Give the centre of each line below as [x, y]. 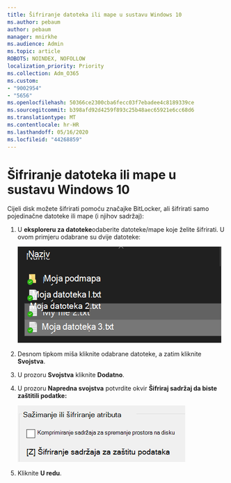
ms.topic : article [34, 52]
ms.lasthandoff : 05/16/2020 [48, 132]
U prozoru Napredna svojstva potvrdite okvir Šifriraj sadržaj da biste [117, 388]
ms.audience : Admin [35, 44]
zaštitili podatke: [42, 396]
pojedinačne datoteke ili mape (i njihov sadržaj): [76, 216]
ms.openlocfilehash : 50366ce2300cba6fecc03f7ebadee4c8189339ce [101, 103]
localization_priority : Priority [56, 66]
